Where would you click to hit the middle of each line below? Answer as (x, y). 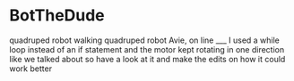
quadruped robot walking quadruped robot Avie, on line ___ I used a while (145, 40)
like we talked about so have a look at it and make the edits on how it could (147, 59)
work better (30, 69)
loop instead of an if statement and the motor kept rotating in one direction (147, 49)
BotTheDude (57, 16)
